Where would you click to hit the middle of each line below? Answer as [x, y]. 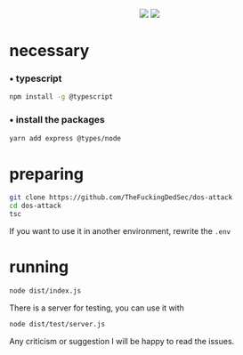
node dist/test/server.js [57, 324]
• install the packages [57, 120]
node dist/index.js [45, 291]
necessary [49, 51]
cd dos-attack [36, 206]
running [39, 267]
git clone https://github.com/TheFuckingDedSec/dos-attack [121, 198]
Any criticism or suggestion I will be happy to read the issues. [122, 341]
